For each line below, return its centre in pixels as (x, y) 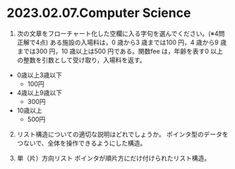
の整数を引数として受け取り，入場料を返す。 (81, 60)
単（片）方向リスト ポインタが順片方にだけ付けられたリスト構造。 (114, 158)
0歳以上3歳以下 (40, 75)
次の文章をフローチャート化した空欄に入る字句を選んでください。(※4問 (121, 33)
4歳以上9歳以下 (40, 93)
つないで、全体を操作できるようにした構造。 (82, 143)
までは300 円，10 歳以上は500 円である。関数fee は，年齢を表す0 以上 (120, 51)
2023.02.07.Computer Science (99, 13)
